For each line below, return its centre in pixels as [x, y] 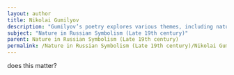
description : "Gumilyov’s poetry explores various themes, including [110, 26]
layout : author [29, 14]
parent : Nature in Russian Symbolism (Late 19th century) [93, 40]
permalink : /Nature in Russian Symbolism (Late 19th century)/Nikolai [112, 46]
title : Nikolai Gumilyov [43, 20]
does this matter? [32, 66]
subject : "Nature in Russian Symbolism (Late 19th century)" [98, 33]
